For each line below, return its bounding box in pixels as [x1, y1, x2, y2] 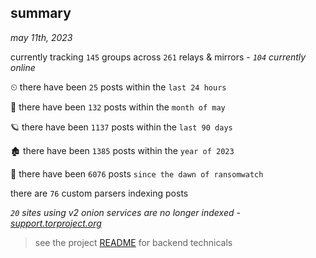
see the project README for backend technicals [34, 236, 233, 248]
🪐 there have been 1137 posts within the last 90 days [10, 121, 233, 133]
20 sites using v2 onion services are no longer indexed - [10, 206, 241, 218]
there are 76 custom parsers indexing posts [10, 187, 189, 199]
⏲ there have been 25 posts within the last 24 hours [10, 81, 227, 93]
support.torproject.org [10, 217, 102, 229]
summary [10, 5, 72, 22]
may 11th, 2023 [10, 31, 73, 43]
